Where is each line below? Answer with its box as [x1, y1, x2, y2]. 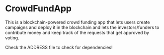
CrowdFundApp [5, 3, 72, 14]
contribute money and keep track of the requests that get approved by [5, 29, 150, 35]
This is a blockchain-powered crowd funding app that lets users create [5, 19, 150, 25]
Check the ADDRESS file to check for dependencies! [5, 44, 113, 50]
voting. [5, 35, 19, 41]
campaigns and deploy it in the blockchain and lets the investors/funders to [5, 24, 160, 30]
